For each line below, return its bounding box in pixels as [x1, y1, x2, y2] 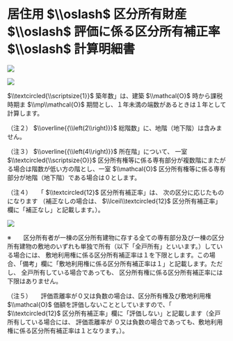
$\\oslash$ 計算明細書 [7, 41, 136, 57]
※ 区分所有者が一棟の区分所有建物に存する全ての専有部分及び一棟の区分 [7, 233, 225, 241]
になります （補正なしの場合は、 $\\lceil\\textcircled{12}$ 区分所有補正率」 [7, 196, 222, 205]
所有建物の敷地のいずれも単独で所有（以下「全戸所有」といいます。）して [7, 241, 217, 251]
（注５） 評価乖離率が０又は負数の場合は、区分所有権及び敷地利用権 [7, 292, 211, 300]
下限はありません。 [7, 276, 63, 285]
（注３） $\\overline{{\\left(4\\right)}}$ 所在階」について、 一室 [7, 147, 188, 155]
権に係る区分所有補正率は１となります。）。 [7, 326, 129, 335]
